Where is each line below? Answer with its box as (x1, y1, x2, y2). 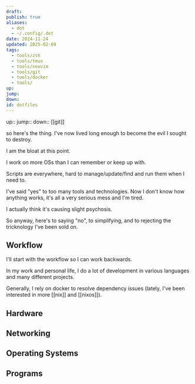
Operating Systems (6, 349, 79, 359)
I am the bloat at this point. (6, 147, 70, 154)
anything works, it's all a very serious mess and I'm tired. (6, 194, 144, 201)
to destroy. (6, 136, 32, 143)
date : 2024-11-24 (6, 36, 49, 42)
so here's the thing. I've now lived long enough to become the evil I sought (6, 129, 187, 136)
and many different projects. (6, 274, 75, 281)
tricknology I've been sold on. (6, 223, 78, 230)
